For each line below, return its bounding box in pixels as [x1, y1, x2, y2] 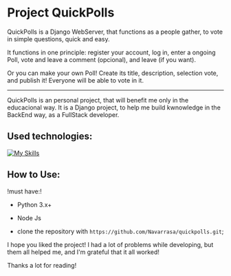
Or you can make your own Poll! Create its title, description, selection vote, [7, 69, 219, 77]
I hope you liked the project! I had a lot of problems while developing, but [7, 240, 214, 248]
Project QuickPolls [7, 5, 115, 21]
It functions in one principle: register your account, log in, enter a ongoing [7, 48, 216, 56]
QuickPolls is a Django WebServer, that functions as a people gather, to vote [7, 28, 223, 36]
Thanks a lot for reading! [7, 261, 77, 269]
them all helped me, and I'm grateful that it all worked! [7, 248, 160, 256]
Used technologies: [7, 131, 93, 142]
